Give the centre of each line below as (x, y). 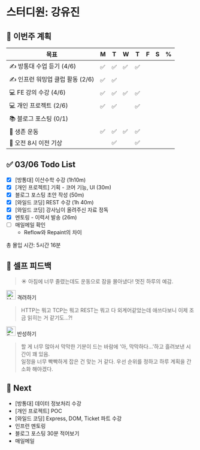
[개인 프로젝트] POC (39, 410)
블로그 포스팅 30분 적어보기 (47, 433)
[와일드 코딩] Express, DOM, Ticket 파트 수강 (68, 418)
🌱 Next (19, 388)
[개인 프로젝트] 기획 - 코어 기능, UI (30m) (63, 187)
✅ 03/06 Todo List (41, 164)
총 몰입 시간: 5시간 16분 (34, 245)
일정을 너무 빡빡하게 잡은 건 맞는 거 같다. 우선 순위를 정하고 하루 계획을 (103, 362)
